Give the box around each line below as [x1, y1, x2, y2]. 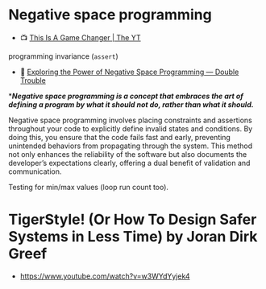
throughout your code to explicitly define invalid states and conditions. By [8, 123, 253, 134]
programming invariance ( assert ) [8, 51, 118, 61]
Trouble [19, 75, 46, 85]
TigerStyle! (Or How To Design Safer [8, 211, 257, 229]
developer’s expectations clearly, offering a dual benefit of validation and [8, 158, 251, 167]
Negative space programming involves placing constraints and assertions [8, 115, 252, 125]
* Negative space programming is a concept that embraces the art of [8, 91, 243, 101]
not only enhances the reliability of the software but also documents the [8, 149, 247, 159]
